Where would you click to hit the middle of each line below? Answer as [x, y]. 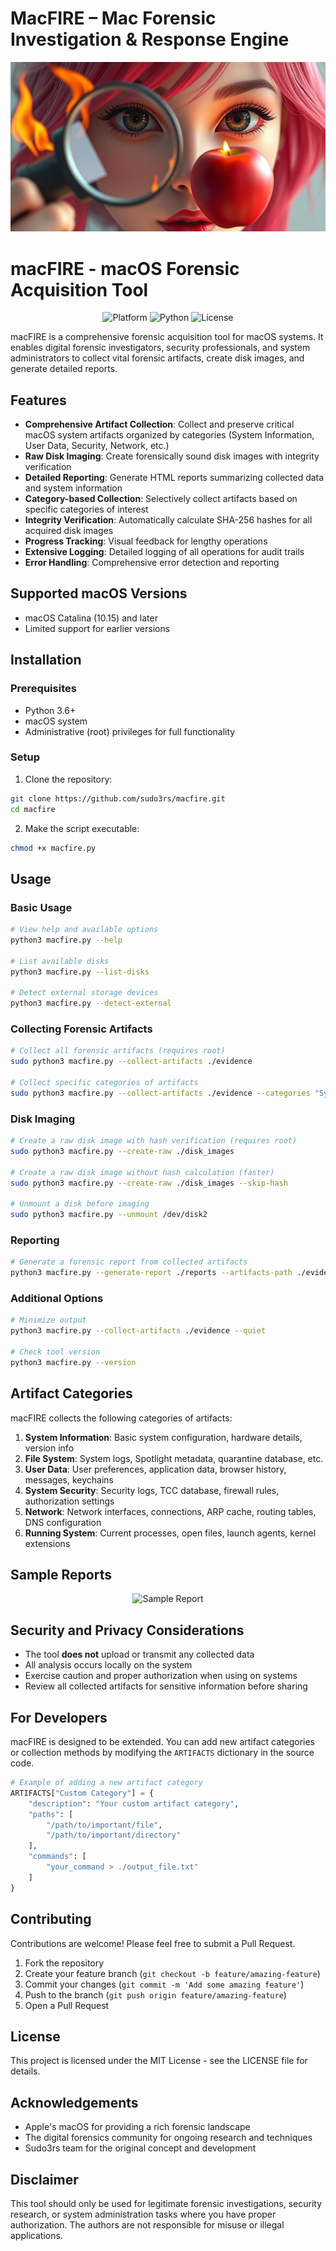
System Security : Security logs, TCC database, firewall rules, [152, 1490]
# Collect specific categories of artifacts [104, 1083]
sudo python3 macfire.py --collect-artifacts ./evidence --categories [160, 1093]
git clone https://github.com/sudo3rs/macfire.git [118, 798]
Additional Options [57, 1299]
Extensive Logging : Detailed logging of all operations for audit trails [164, 552]
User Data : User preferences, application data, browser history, [155, 1469]
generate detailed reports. [64, 369]
